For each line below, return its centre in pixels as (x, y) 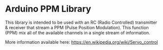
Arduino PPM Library (48, 9)
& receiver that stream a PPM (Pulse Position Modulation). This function (77, 27)
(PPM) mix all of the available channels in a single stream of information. (78, 33)
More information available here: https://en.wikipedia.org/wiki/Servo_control (81, 42)
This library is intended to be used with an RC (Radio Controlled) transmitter (81, 22)
